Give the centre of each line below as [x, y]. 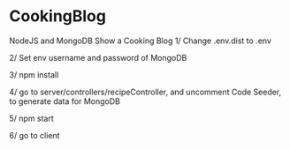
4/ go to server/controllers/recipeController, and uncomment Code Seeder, [145, 92]
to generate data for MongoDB [65, 101]
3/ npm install [34, 74]
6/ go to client [34, 135]
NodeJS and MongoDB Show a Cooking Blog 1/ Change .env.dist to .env [140, 41]
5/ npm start [32, 118]
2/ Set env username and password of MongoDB [98, 57]
